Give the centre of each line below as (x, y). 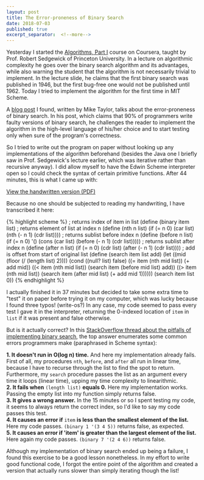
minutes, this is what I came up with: (52, 180)
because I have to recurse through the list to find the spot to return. (91, 368)
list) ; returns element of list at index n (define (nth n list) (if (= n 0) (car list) (100, 228)
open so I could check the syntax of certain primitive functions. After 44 (97, 173)
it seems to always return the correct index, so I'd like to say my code (93, 407)
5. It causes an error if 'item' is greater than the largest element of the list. (101, 433)
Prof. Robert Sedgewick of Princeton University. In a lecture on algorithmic (100, 59)
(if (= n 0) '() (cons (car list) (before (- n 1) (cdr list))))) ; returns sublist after (100, 242)
